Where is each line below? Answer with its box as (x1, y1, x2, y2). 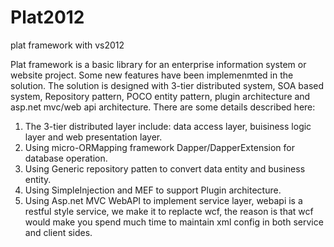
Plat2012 (10, 6, 85, 29)
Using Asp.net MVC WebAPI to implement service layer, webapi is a (24, 194, 303, 206)
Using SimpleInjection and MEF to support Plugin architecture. (24, 184, 282, 196)
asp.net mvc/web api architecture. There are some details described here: (10, 101, 316, 113)
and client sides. (24, 226, 93, 238)
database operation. (24, 152, 108, 164)
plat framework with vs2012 (10, 39, 125, 51)
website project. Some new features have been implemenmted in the (10, 69, 294, 81)
